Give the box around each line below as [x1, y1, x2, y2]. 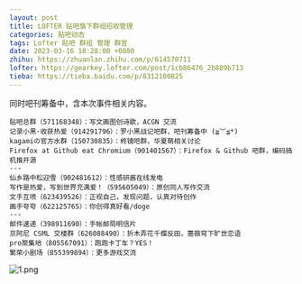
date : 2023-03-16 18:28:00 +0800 [9, 47, 135, 56]
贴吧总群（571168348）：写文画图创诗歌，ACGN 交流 [9, 117, 178, 126]
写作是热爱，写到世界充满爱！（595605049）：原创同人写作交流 [9, 182, 210, 192]
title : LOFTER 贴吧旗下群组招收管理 [9, 22, 133, 31]
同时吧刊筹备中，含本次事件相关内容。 [9, 97, 151, 108]
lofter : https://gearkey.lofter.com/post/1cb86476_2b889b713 [9, 64, 244, 73]
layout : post [9, 13, 59, 23]
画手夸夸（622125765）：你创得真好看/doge [9, 202, 151, 211]
